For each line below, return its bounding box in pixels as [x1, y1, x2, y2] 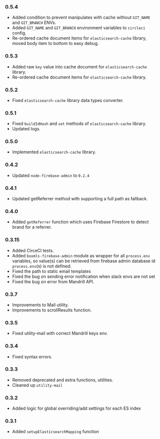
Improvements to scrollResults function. [12, 307, 92, 313]
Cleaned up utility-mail [12, 382, 63, 388]
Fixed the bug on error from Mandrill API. [12, 278, 94, 284]
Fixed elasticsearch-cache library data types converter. [12, 97, 124, 103]
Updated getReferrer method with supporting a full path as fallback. [12, 196, 148, 202]
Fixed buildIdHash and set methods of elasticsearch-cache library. [12, 121, 147, 126]
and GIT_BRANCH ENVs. [12, 20, 56, 25]
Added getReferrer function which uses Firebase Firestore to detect [12, 219, 149, 225]
